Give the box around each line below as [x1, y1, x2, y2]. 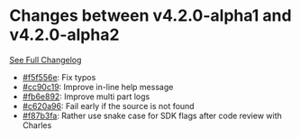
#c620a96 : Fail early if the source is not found [22, 100, 195, 111]
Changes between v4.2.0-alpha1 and [9, 5, 292, 26]
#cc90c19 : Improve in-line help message [22, 81, 174, 92]
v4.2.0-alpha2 [9, 24, 120, 45]
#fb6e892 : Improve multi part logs [22, 91, 150, 102]
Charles [22, 119, 52, 131]
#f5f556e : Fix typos [22, 71, 96, 82]
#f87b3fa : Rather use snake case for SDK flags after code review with [22, 110, 282, 121]
